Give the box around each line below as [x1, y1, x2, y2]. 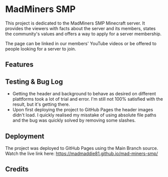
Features [5, 60, 34, 69]
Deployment [5, 132, 45, 140]
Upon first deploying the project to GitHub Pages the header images [12, 107, 153, 113]
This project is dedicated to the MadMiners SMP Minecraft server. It [5, 20, 145, 26]
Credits [5, 165, 29, 173]
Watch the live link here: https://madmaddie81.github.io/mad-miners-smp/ [5, 150, 158, 156]
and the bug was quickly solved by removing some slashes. [12, 117, 136, 123]
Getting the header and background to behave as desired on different [12, 91, 156, 97]
